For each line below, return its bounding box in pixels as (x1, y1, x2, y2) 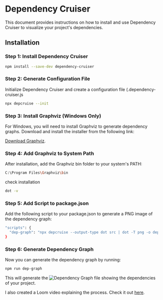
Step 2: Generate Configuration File (5, 75, 91, 82)
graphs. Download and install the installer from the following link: (5, 128, 135, 134)
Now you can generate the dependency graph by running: (5, 257, 121, 263)
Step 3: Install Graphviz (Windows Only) (5, 112, 101, 119)
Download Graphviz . (5, 138, 46, 144)
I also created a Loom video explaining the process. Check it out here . (5, 289, 145, 296)
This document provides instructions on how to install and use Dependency (5, 19, 156, 25)
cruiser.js (5, 91, 23, 97)
